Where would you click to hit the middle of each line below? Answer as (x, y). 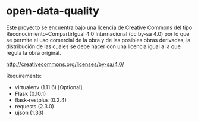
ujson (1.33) (29, 112)
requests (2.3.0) (34, 106)
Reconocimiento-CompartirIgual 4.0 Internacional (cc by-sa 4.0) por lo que (98, 33)
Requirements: (24, 76)
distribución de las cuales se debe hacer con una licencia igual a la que (94, 46)
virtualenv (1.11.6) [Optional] (48, 87)
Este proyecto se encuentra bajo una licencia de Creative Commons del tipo (99, 27)
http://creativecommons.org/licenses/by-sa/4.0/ (65, 64)
